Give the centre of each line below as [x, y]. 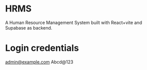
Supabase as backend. [29, 27]
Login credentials [42, 48]
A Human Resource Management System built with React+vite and [74, 22]
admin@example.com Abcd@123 [39, 62]
